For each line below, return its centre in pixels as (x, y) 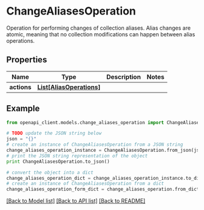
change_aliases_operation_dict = (49, 178)
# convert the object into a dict (50, 172)
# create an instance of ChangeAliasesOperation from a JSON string (95, 145)
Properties (27, 60)
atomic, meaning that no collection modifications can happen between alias (101, 34)
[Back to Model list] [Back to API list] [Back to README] (76, 201)
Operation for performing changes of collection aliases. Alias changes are (99, 28)
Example (23, 109)
